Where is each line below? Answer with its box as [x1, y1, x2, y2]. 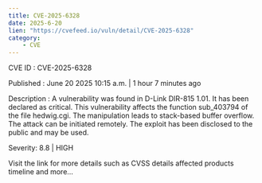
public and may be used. [8, 128, 89, 138]
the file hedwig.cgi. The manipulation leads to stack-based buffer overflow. [8, 111, 255, 120]
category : [8, 33, 41, 42]
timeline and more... [8, 167, 74, 177]
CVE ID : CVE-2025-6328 [8, 63, 92, 72]
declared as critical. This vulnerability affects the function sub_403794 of [8, 103, 248, 112]
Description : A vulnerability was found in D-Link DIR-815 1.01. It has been [8, 94, 249, 103]
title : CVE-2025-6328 [8, 11, 80, 20]
